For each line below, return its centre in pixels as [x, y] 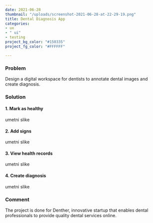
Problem [16, 68]
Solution [16, 97]
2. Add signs [18, 131]
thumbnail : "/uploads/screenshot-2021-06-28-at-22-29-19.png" [71, 14]
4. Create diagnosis [25, 176]
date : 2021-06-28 [23, 10]
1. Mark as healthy [24, 109]
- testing [15, 38]
